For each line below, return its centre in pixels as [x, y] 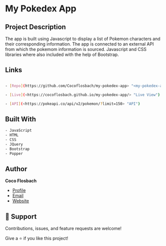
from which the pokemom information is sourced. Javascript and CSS [76, 49]
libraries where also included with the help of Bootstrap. [62, 54]
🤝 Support [21, 217]
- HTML [12, 135]
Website [21, 201]
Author [16, 169]
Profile [19, 191]
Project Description [36, 27]
